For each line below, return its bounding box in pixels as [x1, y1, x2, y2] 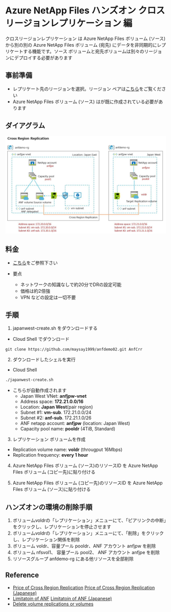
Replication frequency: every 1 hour [12, 452, 88, 458]
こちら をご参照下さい [12, 259, 58, 266]
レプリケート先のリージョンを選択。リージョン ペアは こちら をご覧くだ [12, 86, 162, 92]
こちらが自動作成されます [12, 387, 67, 394]
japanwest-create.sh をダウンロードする [12, 325, 98, 331]
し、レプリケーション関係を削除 [12, 537, 80, 543]
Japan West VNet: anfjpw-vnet [20, 393, 87, 399]
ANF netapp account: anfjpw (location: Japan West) [20, 420, 130, 426]
